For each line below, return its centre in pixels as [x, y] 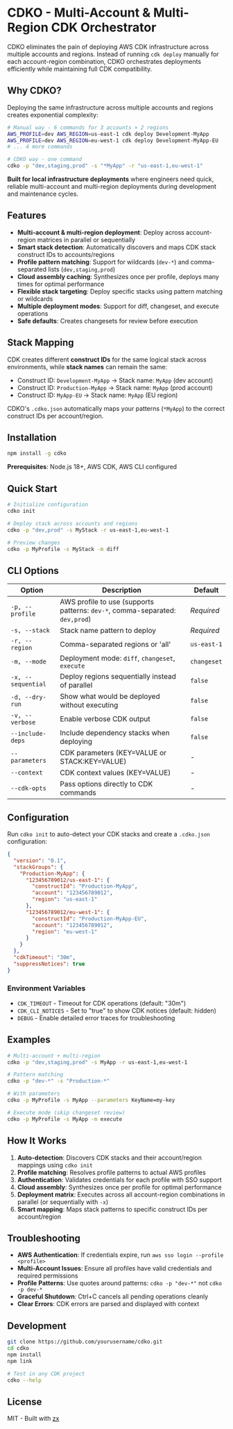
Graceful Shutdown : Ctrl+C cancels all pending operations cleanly [113, 1296]
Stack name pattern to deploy [108, 631]
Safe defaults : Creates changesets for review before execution [107, 321]
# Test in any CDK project [46, 1373]
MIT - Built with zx [33, 1419]
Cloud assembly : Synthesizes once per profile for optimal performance [119, 1187]
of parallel [76, 685]
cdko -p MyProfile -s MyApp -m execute [65, 1119]
